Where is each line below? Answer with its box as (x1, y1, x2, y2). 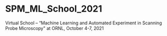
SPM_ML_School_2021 (5, 3, 102, 15)
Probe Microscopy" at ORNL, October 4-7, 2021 (5, 25, 104, 31)
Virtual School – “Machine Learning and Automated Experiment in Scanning (5, 20, 162, 26)
